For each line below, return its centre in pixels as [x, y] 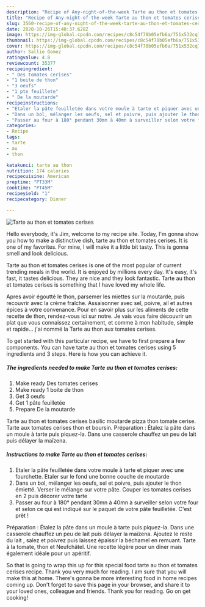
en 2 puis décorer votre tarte [51, 496]
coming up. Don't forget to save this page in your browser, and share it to [98, 584]
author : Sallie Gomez [34, 52]
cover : [15, 46]
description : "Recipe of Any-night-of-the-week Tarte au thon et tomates [102, 12]
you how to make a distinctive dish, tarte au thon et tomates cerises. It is [97, 240]
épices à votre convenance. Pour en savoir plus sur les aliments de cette [98, 309]
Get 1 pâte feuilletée [40, 403]
